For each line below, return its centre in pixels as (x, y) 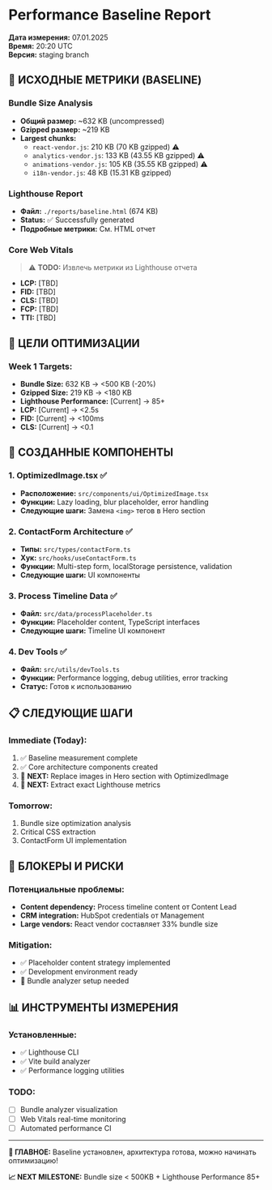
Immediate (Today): (48, 740)
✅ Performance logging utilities (72, 1071)
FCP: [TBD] (39, 309)
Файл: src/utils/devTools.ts (70, 670)
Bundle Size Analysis (51, 103)
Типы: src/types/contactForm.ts (75, 549)
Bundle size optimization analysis (76, 824)
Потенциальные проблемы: (66, 889)
